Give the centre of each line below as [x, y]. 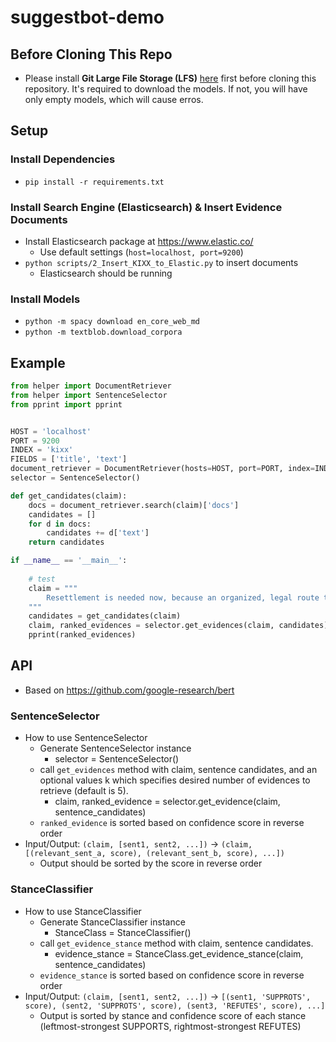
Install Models [45, 299]
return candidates [66, 542]
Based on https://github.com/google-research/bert [129, 690]
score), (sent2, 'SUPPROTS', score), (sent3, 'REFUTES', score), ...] [175, 1006]
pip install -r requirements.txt [94, 182]
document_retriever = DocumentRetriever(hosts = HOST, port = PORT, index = [162, 469]
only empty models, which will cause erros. [114, 99]
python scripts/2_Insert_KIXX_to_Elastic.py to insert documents [161, 262]
